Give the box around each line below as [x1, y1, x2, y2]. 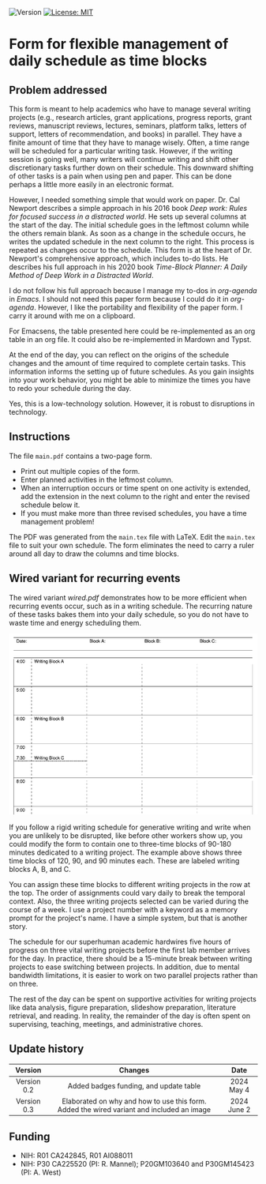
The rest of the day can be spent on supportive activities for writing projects [9, 994, 257, 1003]
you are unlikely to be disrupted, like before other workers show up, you [9, 830, 243, 840]
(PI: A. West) [20, 1167, 62, 1177]
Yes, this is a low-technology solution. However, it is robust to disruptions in [9, 399, 255, 408]
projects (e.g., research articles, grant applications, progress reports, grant [9, 113, 253, 122]
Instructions [9, 430, 70, 444]
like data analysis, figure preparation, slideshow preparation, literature [9, 1002, 237, 1012]
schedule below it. [20, 500, 81, 509]
